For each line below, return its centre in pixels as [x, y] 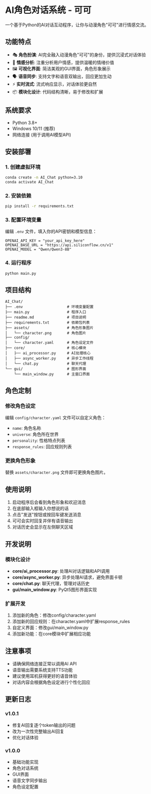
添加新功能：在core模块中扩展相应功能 [52, 634]
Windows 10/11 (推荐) [34, 128]
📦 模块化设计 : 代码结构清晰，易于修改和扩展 [58, 91]
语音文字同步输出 [30, 781]
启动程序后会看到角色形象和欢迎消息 [49, 502]
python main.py [21, 273]
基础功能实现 [25, 762]
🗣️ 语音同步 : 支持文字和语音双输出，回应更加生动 [62, 76]
